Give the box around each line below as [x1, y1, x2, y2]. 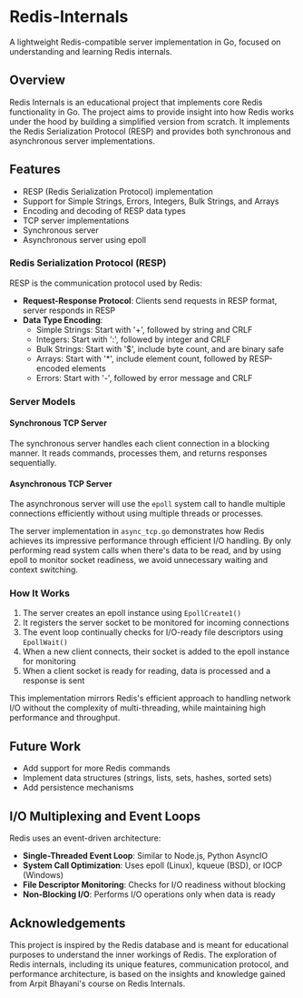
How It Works [9, 587, 71, 600]
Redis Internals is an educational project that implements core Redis [9, 96, 263, 107]
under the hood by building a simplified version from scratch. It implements [9, 116, 290, 126]
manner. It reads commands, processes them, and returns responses [9, 448, 268, 459]
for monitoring [22, 656, 76, 667]
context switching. [9, 564, 79, 575]
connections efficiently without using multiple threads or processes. [9, 508, 264, 519]
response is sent [22, 675, 85, 686]
